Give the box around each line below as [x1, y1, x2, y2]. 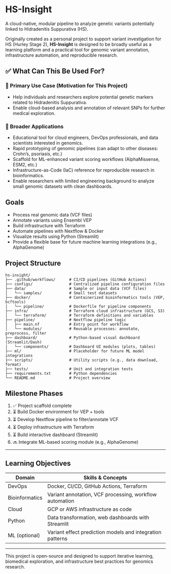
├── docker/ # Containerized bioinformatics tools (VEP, [5, 295, 165, 300]
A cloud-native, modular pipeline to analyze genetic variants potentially [5, 20, 154, 27]
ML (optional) [8, 532, 40, 539]
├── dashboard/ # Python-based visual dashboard [5, 335, 140, 340]
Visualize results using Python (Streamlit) [12, 233, 99, 240]
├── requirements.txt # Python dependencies [5, 371, 117, 376]
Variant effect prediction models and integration [47, 529, 162, 536]
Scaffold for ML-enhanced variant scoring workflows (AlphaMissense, [12, 156, 160, 162]
